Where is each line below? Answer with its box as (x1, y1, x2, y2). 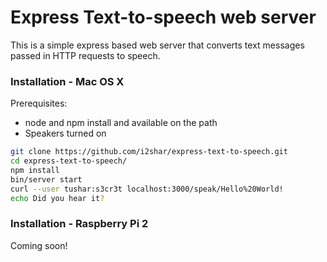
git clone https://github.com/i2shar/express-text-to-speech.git (10, 147, 288, 157)
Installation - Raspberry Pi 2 (10, 217, 149, 231)
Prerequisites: (10, 97, 68, 110)
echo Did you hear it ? (10, 193, 105, 203)
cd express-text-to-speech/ (10, 156, 128, 166)
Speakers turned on (24, 127, 107, 140)
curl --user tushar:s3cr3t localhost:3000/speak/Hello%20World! (10, 184, 284, 194)
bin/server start (10, 174, 83, 185)
